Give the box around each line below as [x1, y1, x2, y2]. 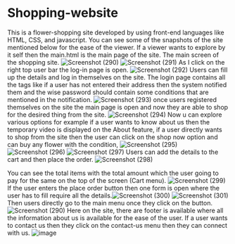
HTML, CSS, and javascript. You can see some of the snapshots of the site [7, 35, 224, 44]
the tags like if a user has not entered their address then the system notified [7, 80, 227, 89]
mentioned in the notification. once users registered [7, 95, 217, 103]
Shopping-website [7, 5, 118, 21]
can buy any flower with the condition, [7, 140, 118, 148]
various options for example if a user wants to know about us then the [7, 117, 210, 126]
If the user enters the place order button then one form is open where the [7, 184, 220, 192]
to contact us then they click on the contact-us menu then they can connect [7, 221, 227, 229]
